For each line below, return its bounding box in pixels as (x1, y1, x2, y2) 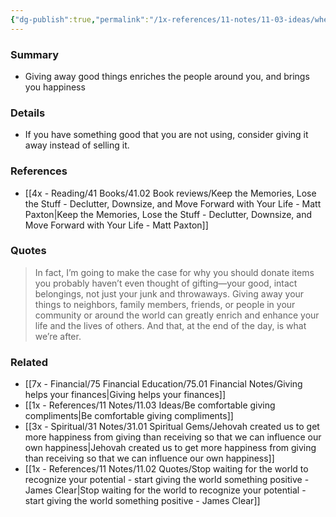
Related (10, 355, 49, 369)
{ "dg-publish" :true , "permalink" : (10, 14, 150, 25)
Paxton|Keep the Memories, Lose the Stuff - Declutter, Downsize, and (24, 208, 313, 220)
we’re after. (34, 330, 82, 342)
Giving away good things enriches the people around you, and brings (24, 70, 310, 82)
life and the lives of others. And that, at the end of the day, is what (34, 319, 307, 331)
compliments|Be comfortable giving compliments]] (24, 410, 234, 422)
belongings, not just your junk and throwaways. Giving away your (34, 287, 305, 300)
